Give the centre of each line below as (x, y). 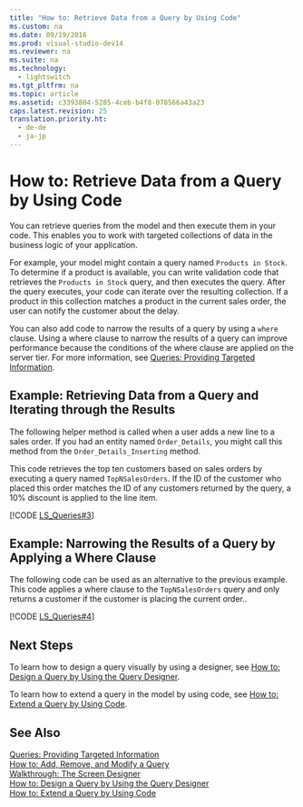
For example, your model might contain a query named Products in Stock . (148, 262)
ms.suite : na (34, 60)
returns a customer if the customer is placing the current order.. (128, 599)
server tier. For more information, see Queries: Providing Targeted (132, 357)
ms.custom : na (36, 26)
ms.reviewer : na (40, 52)
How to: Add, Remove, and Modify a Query (89, 764)
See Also (35, 732)
